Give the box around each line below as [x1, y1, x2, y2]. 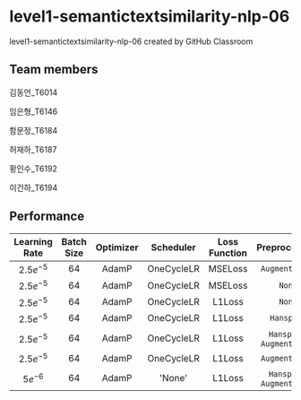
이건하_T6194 [9, 182, 58, 193]
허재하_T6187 [9, 143, 57, 154]
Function [209, 247, 248, 259]
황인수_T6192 [9, 163, 58, 174]
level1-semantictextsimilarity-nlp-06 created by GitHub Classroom [9, 36, 254, 47]
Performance [9, 209, 85, 224]
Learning [13, 235, 54, 248]
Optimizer [95, 240, 139, 253]
